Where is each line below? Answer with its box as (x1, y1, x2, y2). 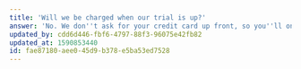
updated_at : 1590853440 (9, 38, 99, 47)
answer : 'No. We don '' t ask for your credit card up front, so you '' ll (9, 22, 282, 30)
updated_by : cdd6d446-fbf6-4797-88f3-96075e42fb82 (9, 30, 202, 39)
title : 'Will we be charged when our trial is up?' (9, 13, 206, 22)
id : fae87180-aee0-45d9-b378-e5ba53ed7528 (9, 47, 170, 56)
